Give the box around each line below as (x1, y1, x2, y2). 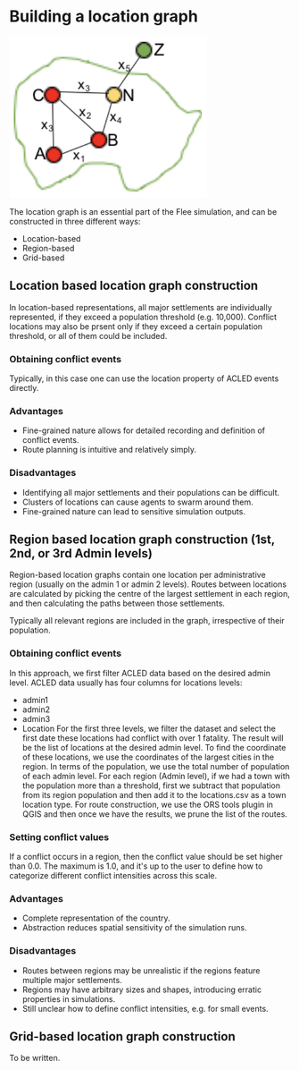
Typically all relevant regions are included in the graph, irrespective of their (9, 616, 286, 626)
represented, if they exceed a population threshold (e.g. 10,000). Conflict (9, 311, 278, 322)
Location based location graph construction (9, 278, 259, 293)
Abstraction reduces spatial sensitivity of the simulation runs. (21, 922, 247, 933)
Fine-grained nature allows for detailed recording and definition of (21, 425, 266, 436)
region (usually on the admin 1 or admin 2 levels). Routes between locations (9, 579, 287, 590)
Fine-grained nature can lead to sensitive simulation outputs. (21, 505, 245, 516)
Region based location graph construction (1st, (9, 532, 275, 548)
